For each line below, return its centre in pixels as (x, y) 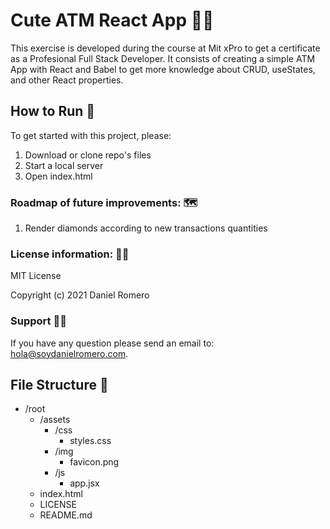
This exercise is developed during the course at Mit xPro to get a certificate (165, 48)
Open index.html (58, 176)
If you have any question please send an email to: (112, 343)
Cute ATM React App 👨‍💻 (112, 20)
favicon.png (94, 462)
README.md (66, 515)
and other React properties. (67, 80)
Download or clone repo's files (88, 155)
